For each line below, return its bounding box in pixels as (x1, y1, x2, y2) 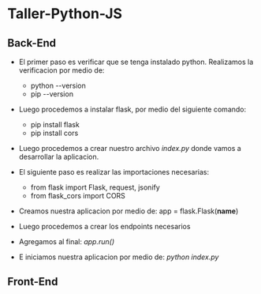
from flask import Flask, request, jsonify (30, 183, 161, 192)
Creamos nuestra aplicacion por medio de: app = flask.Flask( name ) (18, 206, 239, 216)
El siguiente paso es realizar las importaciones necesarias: (18, 168, 210, 176)
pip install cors (30, 128, 79, 138)
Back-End (7, 36, 57, 50)
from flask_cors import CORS (30, 191, 125, 200)
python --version (30, 81, 86, 90)
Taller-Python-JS (7, 5, 123, 23)
